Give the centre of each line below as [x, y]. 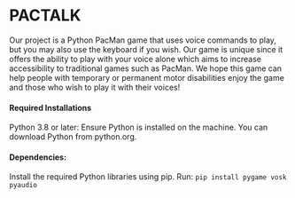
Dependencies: [38, 157]
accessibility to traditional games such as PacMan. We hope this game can [145, 68]
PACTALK [45, 16]
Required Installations [50, 107]
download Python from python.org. [73, 137]
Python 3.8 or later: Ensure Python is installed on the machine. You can [139, 127]
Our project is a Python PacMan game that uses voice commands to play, [143, 40]
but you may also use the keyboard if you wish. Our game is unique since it [146, 49]
